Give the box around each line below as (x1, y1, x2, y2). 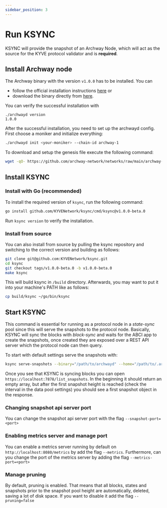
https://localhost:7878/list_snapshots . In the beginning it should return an (5, 376, 162, 382)
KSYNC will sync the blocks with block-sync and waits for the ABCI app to (5, 332, 157, 338)
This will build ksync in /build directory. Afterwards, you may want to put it (5, 279, 159, 285)
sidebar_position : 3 (5, 7, 48, 12)
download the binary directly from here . (12, 93, 94, 99)
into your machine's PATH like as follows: (5, 284, 89, 290)
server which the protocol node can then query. (5, 342, 103, 349)
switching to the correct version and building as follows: (5, 247, 120, 253)
